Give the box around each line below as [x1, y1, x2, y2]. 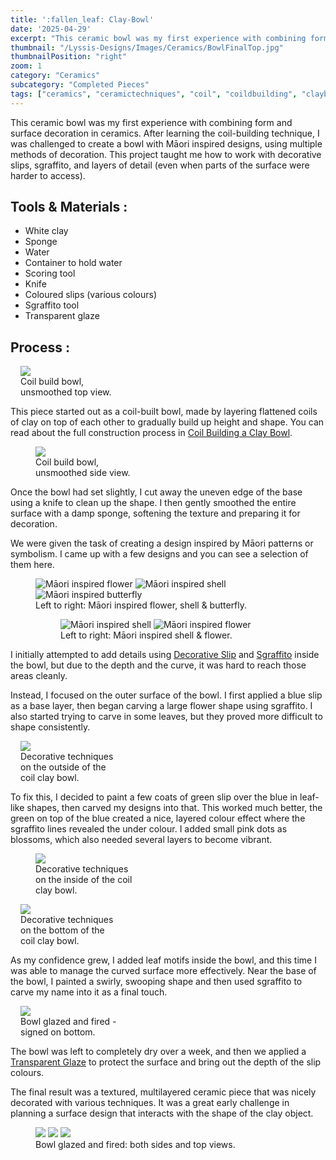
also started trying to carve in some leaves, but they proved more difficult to [10, 711, 323, 723]
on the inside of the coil [35, 874, 133, 886]
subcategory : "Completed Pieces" [10, 80, 150, 90]
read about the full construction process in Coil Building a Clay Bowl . [10, 427, 293, 439]
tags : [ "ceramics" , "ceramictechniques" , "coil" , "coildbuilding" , [10, 89, 298, 99]
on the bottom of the [20, 924, 105, 936]
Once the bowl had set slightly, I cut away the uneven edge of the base [10, 486, 303, 498]
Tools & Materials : [10, 199, 128, 216]
